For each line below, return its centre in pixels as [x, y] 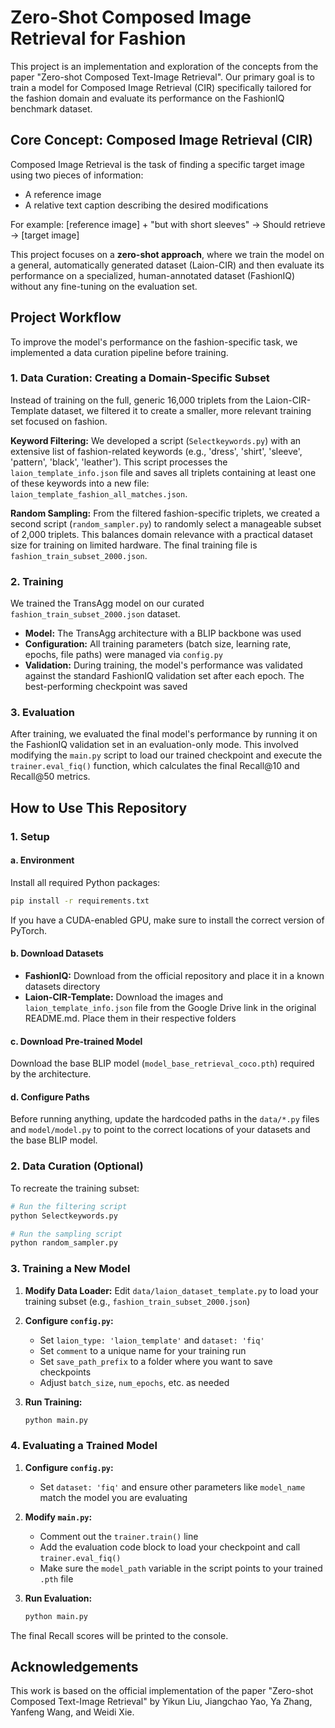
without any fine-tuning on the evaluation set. [104, 286]
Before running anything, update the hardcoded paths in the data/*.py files [165, 1119]
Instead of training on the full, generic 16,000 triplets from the [137, 400]
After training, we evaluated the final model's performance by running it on [164, 734]
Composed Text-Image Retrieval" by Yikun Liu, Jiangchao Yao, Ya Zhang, [161, 1702]
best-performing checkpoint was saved [106, 687]
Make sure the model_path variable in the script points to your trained [181, 1568]
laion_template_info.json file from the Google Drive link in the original [170, 1008]
